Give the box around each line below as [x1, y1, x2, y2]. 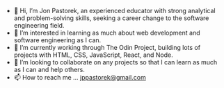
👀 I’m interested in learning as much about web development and [13, 28, 200, 37]
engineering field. [13, 21, 65, 29]
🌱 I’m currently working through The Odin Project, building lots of [13, 44, 200, 51]
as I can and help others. [13, 66, 85, 73]
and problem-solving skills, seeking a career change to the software [13, 14, 209, 22]
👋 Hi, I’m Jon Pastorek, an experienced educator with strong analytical [13, 7, 216, 15]
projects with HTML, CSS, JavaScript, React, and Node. [13, 51, 173, 59]
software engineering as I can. [13, 36, 102, 44]
